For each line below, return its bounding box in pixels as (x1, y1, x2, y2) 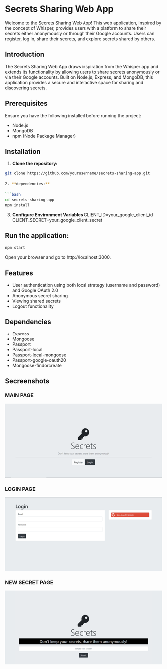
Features (5, 269, 33, 277)
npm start (5, 245, 26, 250)
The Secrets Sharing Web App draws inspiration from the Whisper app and (5, 63, 159, 69)
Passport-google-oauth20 (12, 357, 66, 363)
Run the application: (5, 231, 69, 240)
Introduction (5, 50, 45, 59)
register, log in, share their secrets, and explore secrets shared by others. (5, 36, 155, 42)
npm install (5, 202, 30, 208)
